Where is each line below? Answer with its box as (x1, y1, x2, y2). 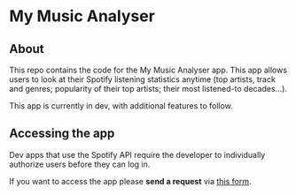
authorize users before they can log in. (9, 159, 151, 169)
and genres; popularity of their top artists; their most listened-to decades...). (9, 84, 288, 94)
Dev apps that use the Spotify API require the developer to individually (9, 149, 266, 160)
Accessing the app (9, 126, 115, 141)
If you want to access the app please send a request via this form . (9, 176, 252, 186)
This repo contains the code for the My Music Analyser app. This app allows (9, 64, 288, 75)
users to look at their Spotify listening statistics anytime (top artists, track (9, 74, 277, 85)
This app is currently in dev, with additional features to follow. (9, 101, 233, 111)
